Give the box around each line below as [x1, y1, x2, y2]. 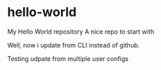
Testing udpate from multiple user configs [7, 54, 129, 63]
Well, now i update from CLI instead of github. [7, 41, 141, 49]
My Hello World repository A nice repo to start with [7, 27, 155, 36]
